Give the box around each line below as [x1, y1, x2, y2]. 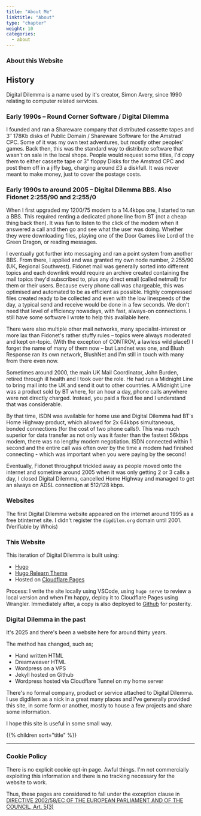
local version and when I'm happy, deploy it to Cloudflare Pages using [6, 593, 178, 601]
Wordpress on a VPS [14, 665, 66, 672]
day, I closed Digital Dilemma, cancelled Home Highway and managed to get [6, 475, 194, 482]
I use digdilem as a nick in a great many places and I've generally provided [6, 695, 190, 703]
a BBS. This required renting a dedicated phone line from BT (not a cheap [6, 213, 187, 220]
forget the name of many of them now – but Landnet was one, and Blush [6, 344, 184, 352]
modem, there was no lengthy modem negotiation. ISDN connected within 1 [6, 438, 192, 445]
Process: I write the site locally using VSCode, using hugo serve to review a [6, 587, 191, 595]
